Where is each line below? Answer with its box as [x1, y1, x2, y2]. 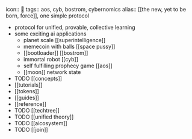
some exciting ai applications [14, 30, 87, 37]
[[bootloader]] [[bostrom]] [23, 49, 88, 57]
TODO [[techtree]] [14, 107, 60, 114]
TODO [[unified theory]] [14, 113, 74, 120]
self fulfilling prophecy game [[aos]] [23, 62, 113, 69]
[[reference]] [14, 100, 46, 108]
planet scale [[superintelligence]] [23, 37, 106, 43]
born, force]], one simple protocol [5, 12, 90, 19]
